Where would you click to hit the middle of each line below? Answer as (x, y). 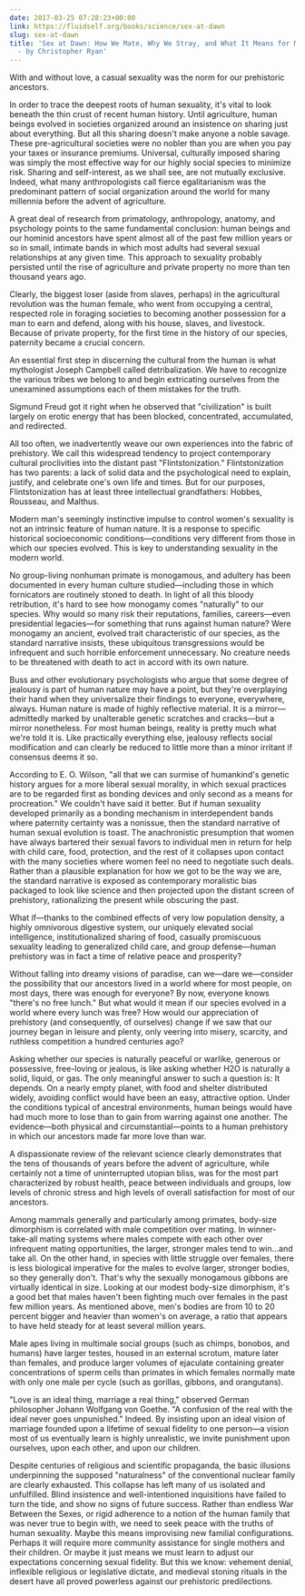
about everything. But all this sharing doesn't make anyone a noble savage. (150, 134)
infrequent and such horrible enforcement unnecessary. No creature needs (150, 653)
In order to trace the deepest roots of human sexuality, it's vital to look (141, 104)
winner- (262, 1229)
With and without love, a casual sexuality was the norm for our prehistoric (147, 77)
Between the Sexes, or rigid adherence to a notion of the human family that (150, 1514)
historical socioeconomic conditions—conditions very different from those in (152, 539)
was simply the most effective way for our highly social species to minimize (151, 163)
